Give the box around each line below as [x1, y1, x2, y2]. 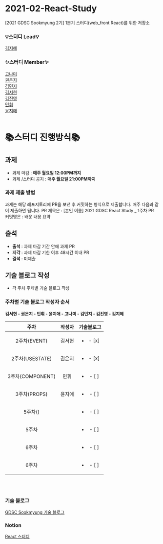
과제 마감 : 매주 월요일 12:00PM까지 [12, 170, 81, 175]
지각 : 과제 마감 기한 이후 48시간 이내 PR [12, 249, 89, 255]
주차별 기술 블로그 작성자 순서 [5, 298, 70, 305]
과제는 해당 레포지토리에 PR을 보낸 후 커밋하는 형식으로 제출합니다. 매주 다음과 [5, 201, 154, 207]
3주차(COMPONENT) [7, 373, 56, 380]
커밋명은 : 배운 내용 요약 [5, 214, 51, 220]
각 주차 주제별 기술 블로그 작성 [12, 285, 70, 291]
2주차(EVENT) [15, 337, 48, 344]
